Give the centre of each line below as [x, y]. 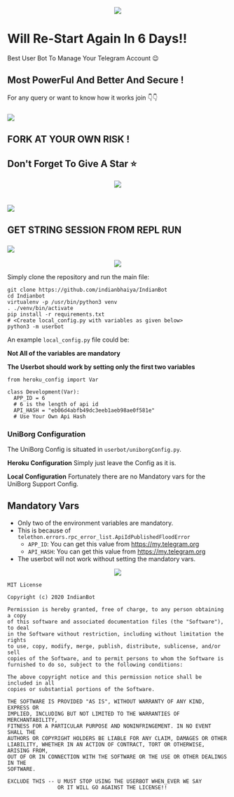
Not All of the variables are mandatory [64, 353]
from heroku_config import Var [53, 380]
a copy [17, 615]
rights [17, 640]
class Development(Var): [43, 392]
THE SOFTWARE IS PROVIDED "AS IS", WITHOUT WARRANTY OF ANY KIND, [106, 702]
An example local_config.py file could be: [68, 340]
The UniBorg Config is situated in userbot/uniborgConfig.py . [95, 450]
